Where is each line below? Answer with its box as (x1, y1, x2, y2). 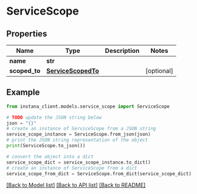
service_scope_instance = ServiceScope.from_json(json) (6, 131, 151, 137)
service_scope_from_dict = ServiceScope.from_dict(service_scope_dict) (6, 170, 192, 177)
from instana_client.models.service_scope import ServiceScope (6, 103, 170, 109)
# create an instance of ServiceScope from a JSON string (6, 126, 156, 132)
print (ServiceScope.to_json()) (6, 143, 86, 149)
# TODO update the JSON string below (6, 114, 102, 120)
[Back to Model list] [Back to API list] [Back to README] (6, 181, 146, 189)
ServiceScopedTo (46, 67, 99, 75)
